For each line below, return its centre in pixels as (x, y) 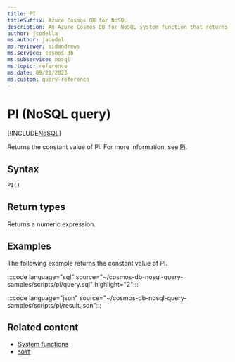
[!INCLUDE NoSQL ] (34, 134)
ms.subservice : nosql (39, 60)
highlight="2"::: (117, 284)
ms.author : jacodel (36, 40)
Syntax (23, 169)
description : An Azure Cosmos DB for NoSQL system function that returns (118, 27)
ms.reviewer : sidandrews (44, 46)
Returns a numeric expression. (52, 224)
